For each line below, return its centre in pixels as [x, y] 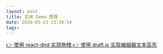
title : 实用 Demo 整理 [32, 17]
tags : [13, 28]
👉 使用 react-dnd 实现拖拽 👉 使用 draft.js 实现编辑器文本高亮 [81, 45]
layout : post [22, 11]
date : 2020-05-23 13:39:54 [39, 22]
